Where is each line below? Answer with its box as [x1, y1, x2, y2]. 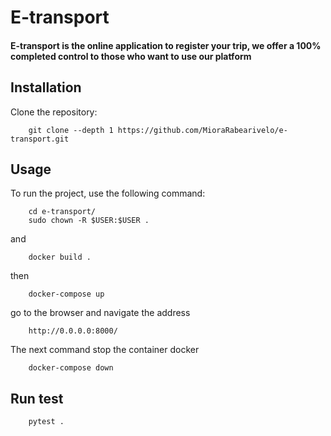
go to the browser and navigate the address [10, 307, 191, 319]
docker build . [28, 252, 92, 263]
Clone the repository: [10, 106, 98, 118]
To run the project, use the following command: [10, 187, 206, 200]
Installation [10, 79, 82, 96]
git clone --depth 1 [28, 125, 114, 135]
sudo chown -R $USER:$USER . [28, 216, 150, 226]
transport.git [10, 134, 70, 144]
